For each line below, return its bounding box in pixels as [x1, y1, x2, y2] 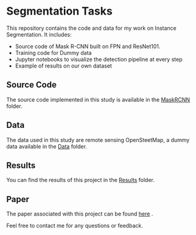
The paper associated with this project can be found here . [6, 210, 153, 217]
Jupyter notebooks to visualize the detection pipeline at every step [15, 55, 183, 63]
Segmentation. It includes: [6, 30, 72, 38]
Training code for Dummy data [15, 49, 92, 56]
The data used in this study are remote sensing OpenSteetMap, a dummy [6, 136, 190, 144]
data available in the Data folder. [6, 142, 87, 150]
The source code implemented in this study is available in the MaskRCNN [6, 96, 191, 103]
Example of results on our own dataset [15, 62, 113, 69]
